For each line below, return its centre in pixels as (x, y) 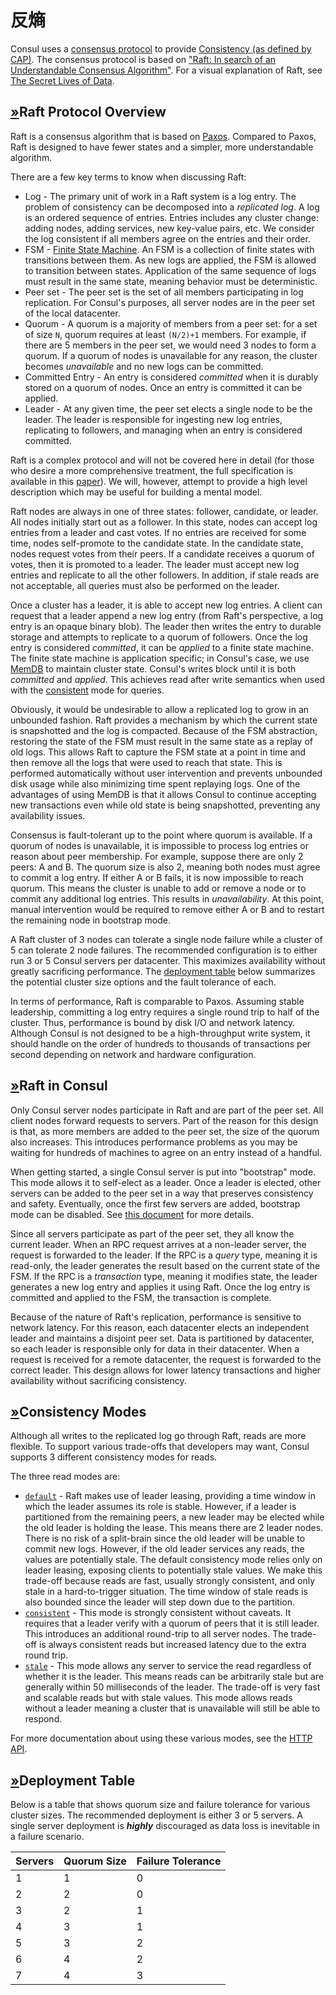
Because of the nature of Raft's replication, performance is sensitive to (156, 1317)
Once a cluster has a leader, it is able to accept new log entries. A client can (166, 605)
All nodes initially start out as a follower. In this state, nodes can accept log (164, 522)
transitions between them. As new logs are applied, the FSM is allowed (170, 260)
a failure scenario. (47, 1837)
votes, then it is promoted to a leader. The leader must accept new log (155, 564)
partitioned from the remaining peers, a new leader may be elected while (174, 1517)
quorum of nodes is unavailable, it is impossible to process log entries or (159, 845)
